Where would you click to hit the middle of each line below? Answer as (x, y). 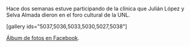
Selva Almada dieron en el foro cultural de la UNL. (68, 15)
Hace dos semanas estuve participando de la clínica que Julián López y (95, 9)
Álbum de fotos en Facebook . (43, 38)
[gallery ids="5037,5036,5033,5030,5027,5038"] (67, 26)
